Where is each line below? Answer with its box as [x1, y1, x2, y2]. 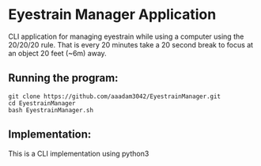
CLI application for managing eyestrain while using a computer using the [8, 32, 244, 41]
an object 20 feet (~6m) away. [8, 48, 107, 58]
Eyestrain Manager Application [8, 6, 217, 24]
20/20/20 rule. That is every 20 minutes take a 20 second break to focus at [8, 40, 254, 49]
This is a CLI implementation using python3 [8, 149, 149, 158]
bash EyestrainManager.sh [8, 106, 93, 114]
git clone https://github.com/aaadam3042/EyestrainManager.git [8, 92, 221, 100]
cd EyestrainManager [8, 99, 77, 108]
